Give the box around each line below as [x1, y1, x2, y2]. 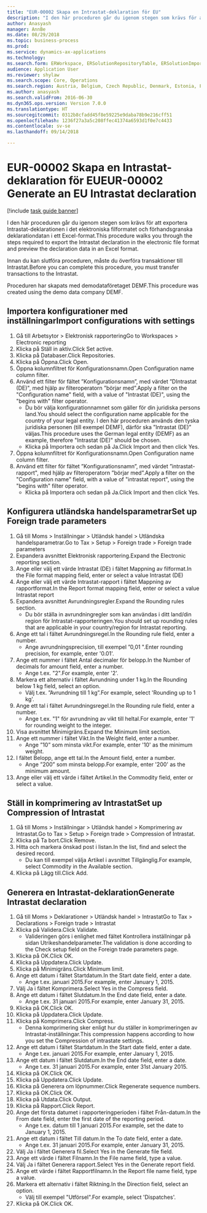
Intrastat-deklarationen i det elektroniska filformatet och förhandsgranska [7, 225, 193, 233]
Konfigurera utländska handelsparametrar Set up [7, 506, 197, 517]
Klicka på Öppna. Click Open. [15, 358, 88, 365]
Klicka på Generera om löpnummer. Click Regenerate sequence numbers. [15, 1083, 200, 1090]
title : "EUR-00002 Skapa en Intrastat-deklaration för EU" [7, 9, 162, 15]
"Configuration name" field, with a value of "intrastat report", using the [15, 475, 194, 482]
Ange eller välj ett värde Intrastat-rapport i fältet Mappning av [15, 578, 171, 585]
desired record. [15, 850, 55, 857]
